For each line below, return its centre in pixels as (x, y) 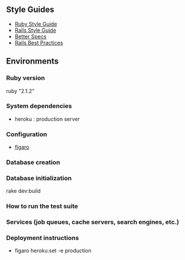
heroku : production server (47, 119)
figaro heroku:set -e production (53, 251)
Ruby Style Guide (36, 24)
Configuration (27, 134)
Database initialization (39, 178)
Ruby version (26, 78)
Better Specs (30, 36)
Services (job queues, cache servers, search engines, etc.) (92, 222)
